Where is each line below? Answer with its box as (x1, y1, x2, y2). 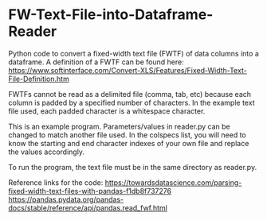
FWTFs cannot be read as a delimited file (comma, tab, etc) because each (8, 89, 252, 98)
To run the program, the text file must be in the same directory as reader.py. (8, 162, 257, 172)
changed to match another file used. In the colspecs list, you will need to (8, 129, 247, 140)
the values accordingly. (8, 147, 85, 156)
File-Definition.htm (8, 74, 69, 83)
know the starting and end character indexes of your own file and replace (8, 138, 249, 148)
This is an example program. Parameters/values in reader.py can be (8, 122, 230, 131)
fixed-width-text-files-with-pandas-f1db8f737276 (8, 186, 172, 195)
